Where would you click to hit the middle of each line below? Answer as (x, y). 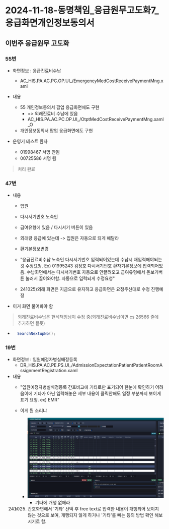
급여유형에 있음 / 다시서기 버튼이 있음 (56, 227)
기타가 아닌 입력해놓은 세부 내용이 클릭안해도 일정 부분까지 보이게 (97, 393)
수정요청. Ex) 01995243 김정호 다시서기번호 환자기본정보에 (83, 266)
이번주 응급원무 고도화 (37, 43)
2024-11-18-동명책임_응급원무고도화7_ (82, 10)
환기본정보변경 (34, 249)
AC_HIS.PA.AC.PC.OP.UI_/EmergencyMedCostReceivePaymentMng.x (92, 81)
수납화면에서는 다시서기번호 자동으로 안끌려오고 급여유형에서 (86, 272)
